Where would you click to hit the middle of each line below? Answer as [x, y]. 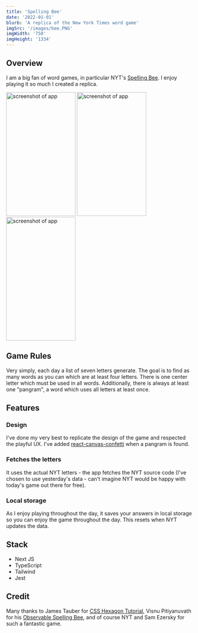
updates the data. [28, 526]
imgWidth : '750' [26, 34]
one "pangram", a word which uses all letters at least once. [78, 389]
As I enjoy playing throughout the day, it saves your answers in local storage [99, 513]
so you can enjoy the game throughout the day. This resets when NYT [92, 520]
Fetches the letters [34, 460]
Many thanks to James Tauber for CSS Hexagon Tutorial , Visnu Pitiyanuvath [99, 611]
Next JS [24, 559]
